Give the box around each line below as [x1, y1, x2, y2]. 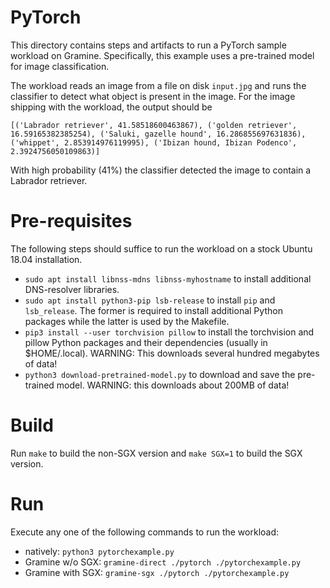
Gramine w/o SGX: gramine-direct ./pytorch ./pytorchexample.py [24, 556, 302, 568]
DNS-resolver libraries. [24, 283, 120, 295]
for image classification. [10, 60, 110, 72]
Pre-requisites [10, 210, 133, 233]
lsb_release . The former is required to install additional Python [24, 304, 283, 316]
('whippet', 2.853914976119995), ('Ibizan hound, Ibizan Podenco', [10, 137, 298, 148]
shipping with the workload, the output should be [10, 101, 213, 113]
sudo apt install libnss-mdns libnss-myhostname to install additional [24, 272, 312, 285]
